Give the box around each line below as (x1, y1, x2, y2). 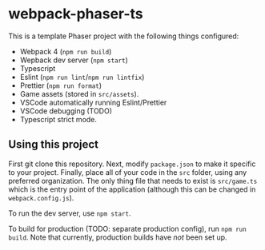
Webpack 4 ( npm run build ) (19, 46, 112, 56)
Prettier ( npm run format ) (19, 81, 102, 90)
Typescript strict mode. (19, 114, 98, 124)
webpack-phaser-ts (8, 5, 144, 23)
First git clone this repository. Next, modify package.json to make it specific (8, 159, 256, 169)
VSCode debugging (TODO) (19, 105, 113, 116)
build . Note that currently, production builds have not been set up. (8, 232, 227, 242)
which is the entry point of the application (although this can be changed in (8, 185, 256, 194)
